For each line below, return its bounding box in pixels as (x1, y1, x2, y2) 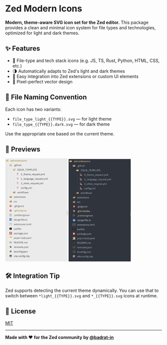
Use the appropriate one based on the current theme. (5, 131, 115, 137)
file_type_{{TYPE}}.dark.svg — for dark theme (12, 121, 110, 127)
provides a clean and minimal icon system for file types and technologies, (5, 24, 156, 30)
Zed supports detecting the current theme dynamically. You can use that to (5, 287, 159, 293)
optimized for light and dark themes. (5, 30, 80, 36)
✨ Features (5, 44, 40, 53)
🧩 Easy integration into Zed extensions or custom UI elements (12, 73, 139, 79)
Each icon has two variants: (5, 106, 62, 112)
